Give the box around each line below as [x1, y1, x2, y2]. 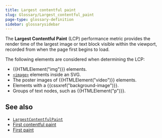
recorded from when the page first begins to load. [5, 46, 110, 52]
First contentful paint [12, 122, 57, 128]
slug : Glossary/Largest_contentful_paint [5, 12, 94, 17]
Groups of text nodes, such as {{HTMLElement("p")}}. [12, 88, 126, 94]
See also [5, 102, 33, 111]
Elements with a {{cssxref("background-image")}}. [12, 82, 119, 89]
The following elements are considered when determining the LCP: [5, 57, 145, 63]
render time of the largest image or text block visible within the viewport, [5, 41, 157, 47]
